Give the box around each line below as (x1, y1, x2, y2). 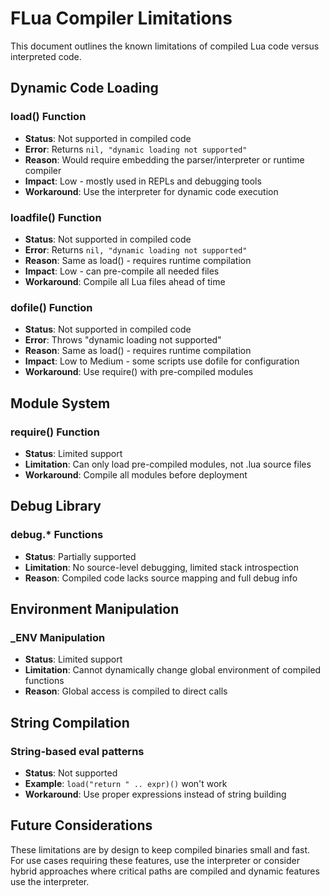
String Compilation (10, 714, 130, 731)
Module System (10, 395, 111, 412)
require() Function (10, 425, 100, 439)
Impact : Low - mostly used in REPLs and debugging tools (24, 175, 262, 187)
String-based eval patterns (10, 744, 145, 758)
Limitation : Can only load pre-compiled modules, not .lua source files (24, 458, 312, 470)
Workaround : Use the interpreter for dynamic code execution (24, 185, 279, 197)
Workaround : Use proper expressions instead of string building (24, 788, 287, 800)
